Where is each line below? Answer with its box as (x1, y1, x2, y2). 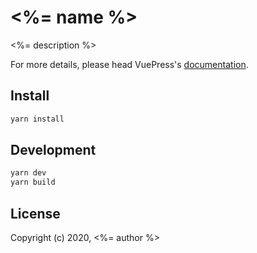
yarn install (10, 114, 65, 124)
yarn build (10, 177, 56, 188)
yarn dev (10, 168, 47, 178)
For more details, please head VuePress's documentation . (10, 58, 249, 70)
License (10, 205, 61, 222)
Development (10, 142, 97, 159)
